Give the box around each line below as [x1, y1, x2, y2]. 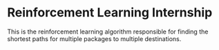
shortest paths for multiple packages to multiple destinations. [7, 34, 182, 42]
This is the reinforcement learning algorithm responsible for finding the [7, 27, 209, 36]
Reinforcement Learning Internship [7, 5, 213, 21]
